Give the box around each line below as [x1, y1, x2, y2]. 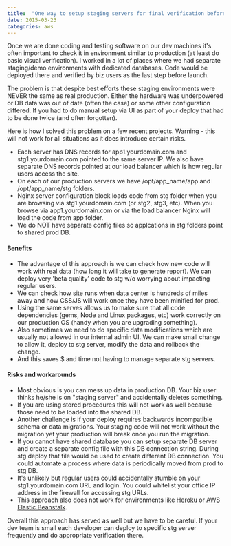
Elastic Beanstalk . [16, 503, 67, 511]
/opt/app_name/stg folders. [16, 184, 95, 193]
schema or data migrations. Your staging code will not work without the [16, 422, 219, 431]
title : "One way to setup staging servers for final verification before [7, 10, 226, 17]
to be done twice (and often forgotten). [7, 114, 118, 122]
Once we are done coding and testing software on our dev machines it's [7, 42, 212, 50]
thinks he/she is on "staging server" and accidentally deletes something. [16, 393, 223, 401]
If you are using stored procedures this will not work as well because [16, 401, 212, 409]
